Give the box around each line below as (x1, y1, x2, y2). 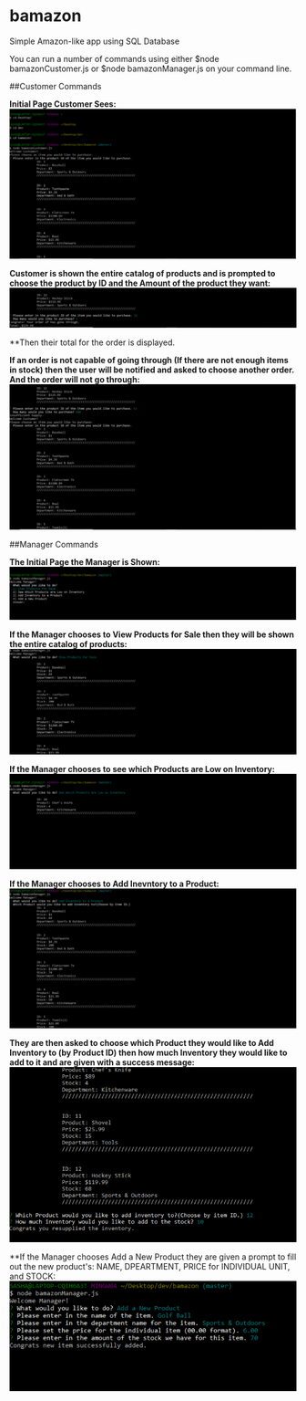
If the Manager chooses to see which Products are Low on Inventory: (9, 763, 275, 774)
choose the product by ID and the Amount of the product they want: (9, 277, 271, 288)
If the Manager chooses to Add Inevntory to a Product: (9, 878, 220, 890)
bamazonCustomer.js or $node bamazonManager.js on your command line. (9, 63, 292, 74)
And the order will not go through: (9, 374, 140, 385)
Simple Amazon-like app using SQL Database (9, 36, 180, 47)
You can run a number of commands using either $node (9, 53, 220, 64)
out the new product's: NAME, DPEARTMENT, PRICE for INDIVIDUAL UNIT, (9, 1261, 291, 1272)
